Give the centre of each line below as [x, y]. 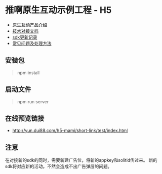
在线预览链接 [25, 118]
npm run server [33, 101]
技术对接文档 [25, 31]
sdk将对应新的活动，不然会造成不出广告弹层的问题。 [59, 167]
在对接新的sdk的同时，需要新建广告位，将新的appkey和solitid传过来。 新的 [81, 160]
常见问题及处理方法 [32, 43]
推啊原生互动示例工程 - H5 [59, 10]
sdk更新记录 [25, 37]
